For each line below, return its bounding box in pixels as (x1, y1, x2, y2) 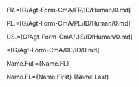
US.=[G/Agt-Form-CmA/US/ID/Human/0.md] (6, 32, 133, 41)
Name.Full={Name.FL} (6, 59, 69, 68)
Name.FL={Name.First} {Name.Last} (6, 72, 109, 81)
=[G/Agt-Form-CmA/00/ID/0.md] (6, 46, 100, 54)
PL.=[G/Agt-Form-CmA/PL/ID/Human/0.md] (6, 19, 131, 27)
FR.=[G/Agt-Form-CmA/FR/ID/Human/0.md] (6, 6, 131, 14)
